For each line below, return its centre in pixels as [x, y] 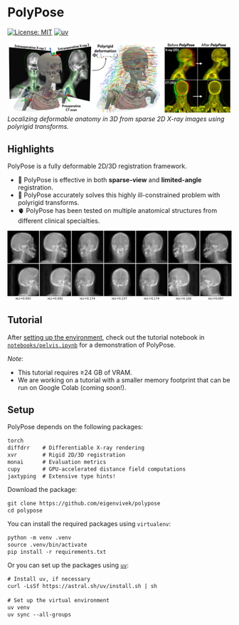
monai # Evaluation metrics [57, 462]
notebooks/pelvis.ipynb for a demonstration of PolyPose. [91, 345]
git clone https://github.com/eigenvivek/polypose [84, 504]
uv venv [19, 608]
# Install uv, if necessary [49, 579]
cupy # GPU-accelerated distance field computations [97, 469]
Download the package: [42, 490]
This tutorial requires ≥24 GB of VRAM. [75, 372]
